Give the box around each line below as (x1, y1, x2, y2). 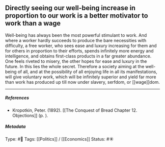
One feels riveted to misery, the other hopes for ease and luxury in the (5, 58, 147, 64)
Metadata (5, 123, 26, 129)
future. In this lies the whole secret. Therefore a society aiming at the (5, 63, 145, 69)
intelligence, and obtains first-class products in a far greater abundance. (5, 53, 152, 59)
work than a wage (5, 19, 61, 27)
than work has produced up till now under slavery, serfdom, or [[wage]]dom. (5, 79, 160, 85)
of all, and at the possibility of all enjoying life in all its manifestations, (17, 69, 158, 74)
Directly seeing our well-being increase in (5, 4, 136, 12)
